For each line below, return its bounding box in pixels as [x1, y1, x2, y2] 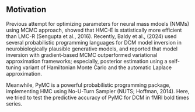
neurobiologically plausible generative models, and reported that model [6, 45, 178, 52]
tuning [6, 64, 22, 71]
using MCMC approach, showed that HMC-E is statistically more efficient [6, 26, 182, 33]
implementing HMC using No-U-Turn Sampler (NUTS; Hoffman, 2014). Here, [6, 87, 190, 94]
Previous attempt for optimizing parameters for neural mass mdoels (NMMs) [6, 20, 190, 27]
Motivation [6, 5, 47, 15]
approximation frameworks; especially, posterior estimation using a [6, 57, 168, 65]
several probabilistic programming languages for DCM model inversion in [6, 39, 182, 46]
